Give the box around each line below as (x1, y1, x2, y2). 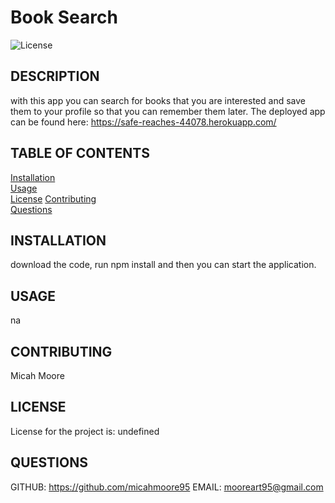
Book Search (10, 6, 118, 29)
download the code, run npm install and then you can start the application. (10, 259, 317, 271)
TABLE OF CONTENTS (10, 145, 150, 162)
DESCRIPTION (10, 68, 100, 85)
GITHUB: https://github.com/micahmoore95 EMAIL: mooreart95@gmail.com (10, 481, 324, 493)
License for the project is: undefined (10, 425, 160, 437)
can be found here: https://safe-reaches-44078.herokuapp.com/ (10, 116, 277, 128)
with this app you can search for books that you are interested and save (10, 94, 306, 106)
